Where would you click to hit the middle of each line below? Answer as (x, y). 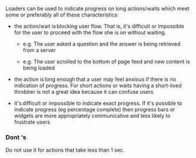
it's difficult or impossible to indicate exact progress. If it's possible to (98, 103)
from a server (39, 50)
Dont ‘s (16, 137)
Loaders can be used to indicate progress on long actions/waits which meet (97, 9)
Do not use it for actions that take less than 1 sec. (65, 150)
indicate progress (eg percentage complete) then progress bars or (94, 109)
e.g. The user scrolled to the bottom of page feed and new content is (106, 62)
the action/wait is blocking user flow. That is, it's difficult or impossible (99, 26)
